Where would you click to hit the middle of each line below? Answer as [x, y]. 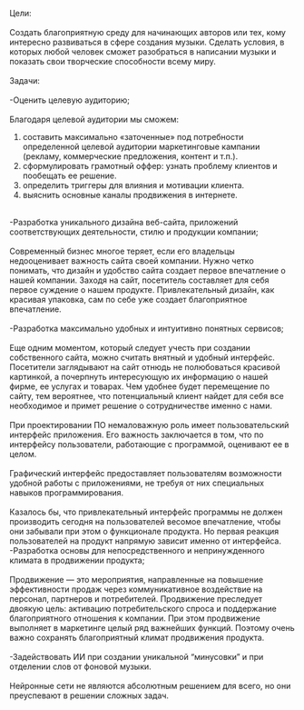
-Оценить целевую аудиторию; [69, 100]
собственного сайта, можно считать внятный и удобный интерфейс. [142, 357]
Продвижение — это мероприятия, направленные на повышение [137, 580]
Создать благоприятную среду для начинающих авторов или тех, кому [147, 32]
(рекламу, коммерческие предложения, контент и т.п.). [130, 156]
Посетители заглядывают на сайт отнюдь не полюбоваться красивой [145, 367]
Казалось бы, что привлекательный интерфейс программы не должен [146, 512]
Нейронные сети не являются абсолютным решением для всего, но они [150, 686]
